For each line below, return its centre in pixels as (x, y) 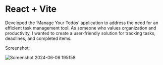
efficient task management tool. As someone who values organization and (81, 28)
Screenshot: (18, 48)
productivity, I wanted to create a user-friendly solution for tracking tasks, (81, 33)
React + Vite (31, 9)
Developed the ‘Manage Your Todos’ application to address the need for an (82, 23)
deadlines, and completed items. (38, 38)
